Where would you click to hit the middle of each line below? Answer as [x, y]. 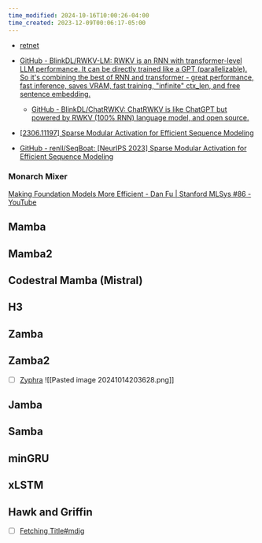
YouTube [22, 202]
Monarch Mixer [38, 176]
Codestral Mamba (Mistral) [76, 280]
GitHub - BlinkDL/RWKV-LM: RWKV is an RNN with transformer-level [131, 61]
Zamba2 [29, 361]
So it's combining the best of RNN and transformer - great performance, [137, 77]
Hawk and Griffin [50, 512]
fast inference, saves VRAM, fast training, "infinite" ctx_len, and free [130, 85]
